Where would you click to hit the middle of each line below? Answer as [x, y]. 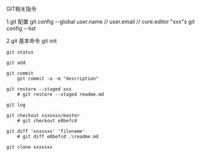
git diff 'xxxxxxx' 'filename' [46, 131]
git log [16, 105]
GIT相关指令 [21, 9]
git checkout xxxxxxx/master [43, 116]
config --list [21, 28]
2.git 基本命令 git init [32, 41]
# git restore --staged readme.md [61, 95]
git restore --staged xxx [39, 89]
